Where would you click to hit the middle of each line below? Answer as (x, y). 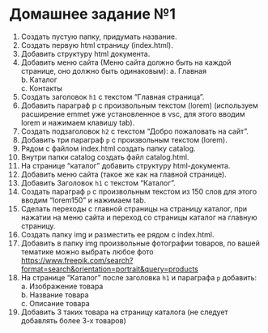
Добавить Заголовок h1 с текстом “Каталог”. (98, 182)
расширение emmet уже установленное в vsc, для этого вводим (133, 113)
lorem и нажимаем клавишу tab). (78, 122)
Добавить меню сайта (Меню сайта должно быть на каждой (126, 62)
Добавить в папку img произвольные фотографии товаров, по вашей (140, 243)
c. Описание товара (55, 303)
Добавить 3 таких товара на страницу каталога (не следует (125, 312)
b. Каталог (39, 79)
